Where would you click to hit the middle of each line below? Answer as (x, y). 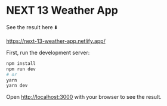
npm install (21, 63)
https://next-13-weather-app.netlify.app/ (56, 41)
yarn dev (17, 86)
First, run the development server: (48, 52)
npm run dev (21, 69)
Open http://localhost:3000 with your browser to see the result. (84, 97)
